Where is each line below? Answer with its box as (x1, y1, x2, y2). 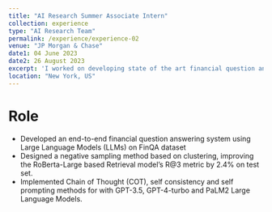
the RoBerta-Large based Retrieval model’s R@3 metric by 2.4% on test (19, 159, 260, 169)
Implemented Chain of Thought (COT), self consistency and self (19, 176, 234, 186)
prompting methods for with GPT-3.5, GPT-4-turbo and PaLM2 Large (19, 185, 251, 195)
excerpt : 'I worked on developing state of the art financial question (8, 65, 255, 73)
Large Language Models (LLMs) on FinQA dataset (19, 142, 186, 152)
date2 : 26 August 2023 (8, 57, 85, 66)
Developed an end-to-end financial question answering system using (19, 134, 251, 143)
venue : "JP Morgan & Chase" (8, 42, 104, 50)
